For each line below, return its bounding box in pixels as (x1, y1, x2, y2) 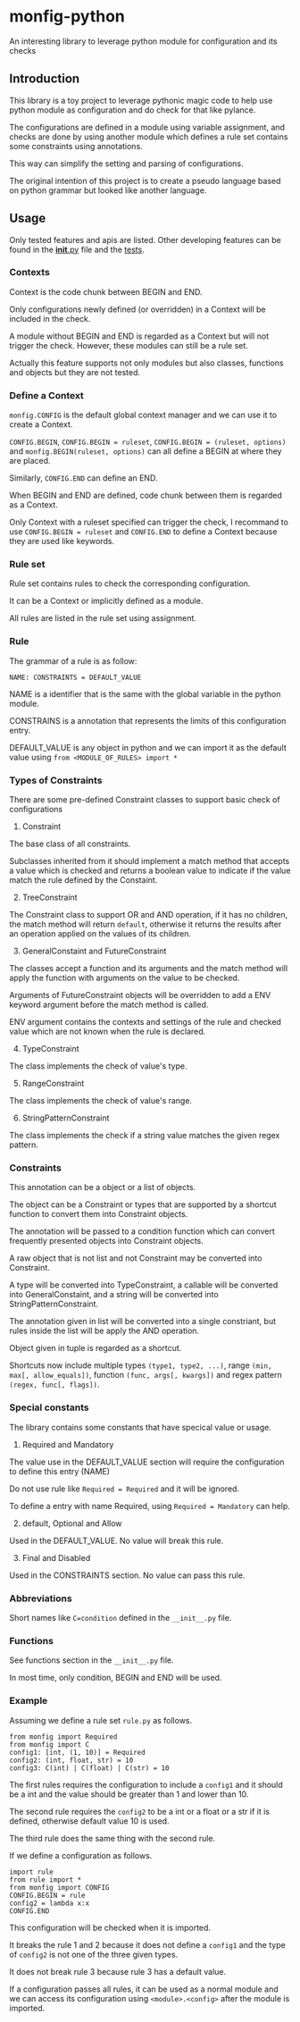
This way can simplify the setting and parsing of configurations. (9, 158, 244, 169)
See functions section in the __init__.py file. (9, 1655, 174, 1665)
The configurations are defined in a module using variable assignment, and (9, 122, 286, 132)
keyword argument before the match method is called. (9, 999, 209, 1011)
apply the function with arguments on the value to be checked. (9, 972, 240, 984)
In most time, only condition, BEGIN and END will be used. (9, 1673, 222, 1683)
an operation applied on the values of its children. (9, 928, 192, 939)
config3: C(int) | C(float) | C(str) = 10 (9, 1763, 170, 1773)
